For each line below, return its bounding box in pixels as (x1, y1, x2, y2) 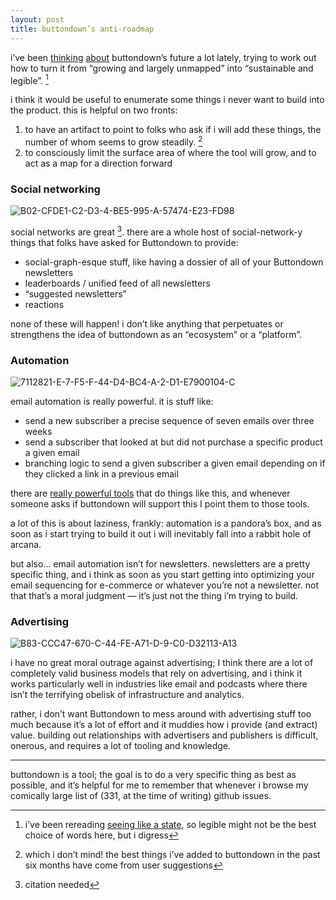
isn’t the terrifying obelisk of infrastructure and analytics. (10, 689, 245, 701)
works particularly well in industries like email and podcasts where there (10, 678, 308, 690)
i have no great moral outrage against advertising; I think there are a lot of (10, 657, 314, 669)
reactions (24, 298, 65, 310)
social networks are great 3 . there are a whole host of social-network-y (10, 224, 303, 238)
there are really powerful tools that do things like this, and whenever (10, 487, 291, 500)
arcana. (10, 539, 42, 551)
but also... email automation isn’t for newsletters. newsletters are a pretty (10, 558, 311, 570)
